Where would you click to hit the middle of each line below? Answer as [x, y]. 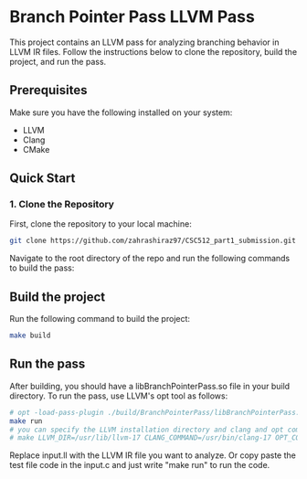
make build [30, 335]
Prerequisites [48, 90]
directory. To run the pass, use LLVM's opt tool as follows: [119, 396]
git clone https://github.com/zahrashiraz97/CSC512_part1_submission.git [153, 241]
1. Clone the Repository [62, 205]
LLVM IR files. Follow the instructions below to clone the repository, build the [153, 51]
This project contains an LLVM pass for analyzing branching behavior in [144, 42]
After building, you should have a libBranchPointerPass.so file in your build [150, 386]
